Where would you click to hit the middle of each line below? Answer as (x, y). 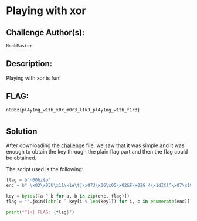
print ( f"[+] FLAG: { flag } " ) (40, 212)
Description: (29, 64)
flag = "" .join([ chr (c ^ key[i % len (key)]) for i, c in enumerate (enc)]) (99, 201)
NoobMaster (19, 46)
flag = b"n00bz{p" (28, 180)
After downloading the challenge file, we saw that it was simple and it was (95, 145)
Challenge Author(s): (45, 33)
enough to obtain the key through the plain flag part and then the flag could (97, 152)
